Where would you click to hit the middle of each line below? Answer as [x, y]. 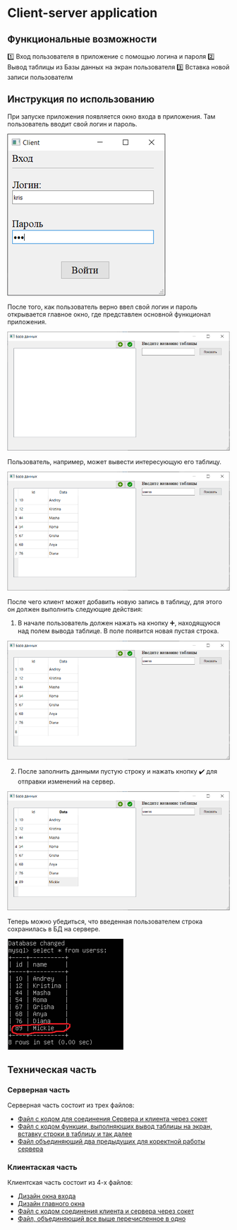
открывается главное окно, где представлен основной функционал [109, 314]
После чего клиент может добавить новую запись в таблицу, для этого [115, 602]
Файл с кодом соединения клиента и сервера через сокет [106, 1211]
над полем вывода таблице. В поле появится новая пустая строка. [118, 631]
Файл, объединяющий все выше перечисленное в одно [102, 1219]
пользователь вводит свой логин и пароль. [72, 124]
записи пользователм [40, 77]
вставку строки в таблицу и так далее [75, 1134]
